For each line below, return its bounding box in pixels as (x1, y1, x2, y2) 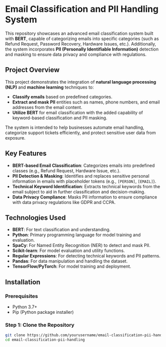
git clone (5, 333, 26, 338)
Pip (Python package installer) (12, 309, 74, 315)
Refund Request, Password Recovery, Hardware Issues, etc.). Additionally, (5, 41, 157, 47)
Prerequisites (5, 293, 38, 299)
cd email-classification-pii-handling (5, 338, 85, 343)
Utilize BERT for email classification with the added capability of (12, 109, 143, 115)
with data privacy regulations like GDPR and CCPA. (12, 199, 116, 205)
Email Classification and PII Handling (5, 3, 159, 15)
